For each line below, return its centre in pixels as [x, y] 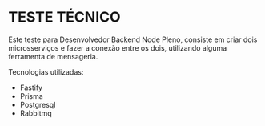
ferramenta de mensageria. [53, 56]
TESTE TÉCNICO [65, 17]
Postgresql [38, 104]
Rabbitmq [36, 113]
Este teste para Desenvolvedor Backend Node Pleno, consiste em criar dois [133, 39]
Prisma [32, 96]
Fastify [31, 87]
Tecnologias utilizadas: [46, 71]
